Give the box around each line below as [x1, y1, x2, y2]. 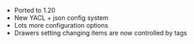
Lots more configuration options [14, 21, 109, 29]
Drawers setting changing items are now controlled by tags [14, 28, 188, 37]
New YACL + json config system [14, 13, 109, 22]
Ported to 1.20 [14, 6, 55, 14]
